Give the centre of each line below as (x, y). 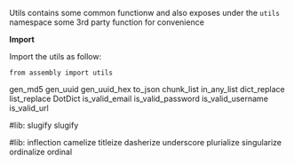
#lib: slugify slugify (44, 125)
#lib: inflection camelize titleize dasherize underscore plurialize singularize (146, 142)
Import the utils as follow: (56, 56)
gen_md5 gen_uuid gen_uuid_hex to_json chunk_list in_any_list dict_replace (147, 89)
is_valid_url (29, 108)
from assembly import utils (61, 73)
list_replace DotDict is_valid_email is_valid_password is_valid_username (139, 98)
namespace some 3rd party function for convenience (107, 22)
